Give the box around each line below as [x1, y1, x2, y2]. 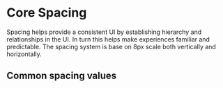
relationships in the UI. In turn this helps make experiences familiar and [6, 35, 210, 43]
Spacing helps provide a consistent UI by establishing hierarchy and [6, 28, 202, 36]
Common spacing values [6, 70, 117, 82]
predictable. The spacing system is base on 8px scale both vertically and [6, 42, 217, 51]
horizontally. [6, 50, 43, 58]
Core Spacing [6, 5, 87, 21]
